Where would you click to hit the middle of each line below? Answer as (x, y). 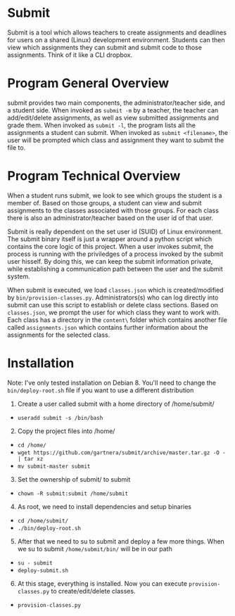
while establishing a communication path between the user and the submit (115, 269)
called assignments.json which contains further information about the (108, 327)
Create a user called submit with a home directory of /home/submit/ (116, 404)
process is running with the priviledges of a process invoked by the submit (115, 254)
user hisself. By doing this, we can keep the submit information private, (110, 261)
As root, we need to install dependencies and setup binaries (104, 506)
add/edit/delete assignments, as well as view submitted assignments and (113, 117)
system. (19, 276)
